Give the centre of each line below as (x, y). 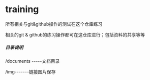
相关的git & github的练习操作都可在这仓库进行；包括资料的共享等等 (75, 34)
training (22, 9)
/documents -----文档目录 (33, 61)
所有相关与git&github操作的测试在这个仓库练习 (54, 24)
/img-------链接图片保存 (31, 71)
